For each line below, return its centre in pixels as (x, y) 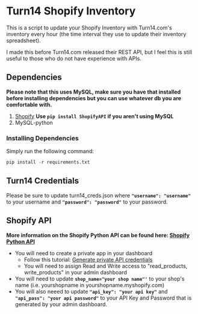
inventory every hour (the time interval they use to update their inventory (96, 34)
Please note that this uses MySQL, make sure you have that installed (94, 92)
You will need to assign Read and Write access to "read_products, (106, 266)
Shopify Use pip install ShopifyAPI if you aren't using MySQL (94, 116)
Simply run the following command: (50, 151)
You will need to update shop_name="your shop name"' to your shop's (100, 279)
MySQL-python (34, 122)
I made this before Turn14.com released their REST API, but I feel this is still (99, 52)
